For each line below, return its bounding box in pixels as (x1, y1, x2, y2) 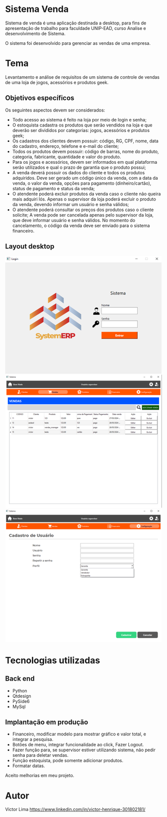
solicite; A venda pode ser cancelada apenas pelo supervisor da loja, (12, 212, 154, 218)
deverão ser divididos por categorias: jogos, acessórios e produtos (12, 127, 150, 133)
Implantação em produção (5, 718, 88, 726)
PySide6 (12, 698, 30, 704)
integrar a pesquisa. (12, 736, 54, 742)
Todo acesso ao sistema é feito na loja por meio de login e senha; (12, 117, 147, 122)
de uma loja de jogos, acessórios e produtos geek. (5, 79, 109, 85)
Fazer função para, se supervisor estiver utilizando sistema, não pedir (12, 747, 156, 753)
